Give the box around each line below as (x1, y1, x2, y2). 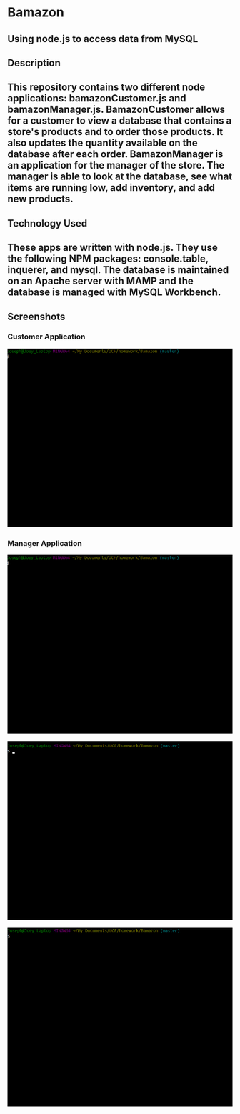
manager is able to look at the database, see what (7, 171, 233, 183)
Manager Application (7, 538, 82, 548)
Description (7, 56, 61, 69)
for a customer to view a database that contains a (7, 115, 232, 127)
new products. (7, 193, 74, 205)
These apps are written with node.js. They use (7, 242, 218, 254)
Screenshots (7, 310, 66, 322)
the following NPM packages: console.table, (7, 253, 209, 265)
